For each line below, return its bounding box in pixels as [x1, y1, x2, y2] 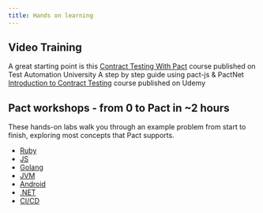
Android [19, 179, 46, 189]
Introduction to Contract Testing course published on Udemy [8, 78, 206, 88]
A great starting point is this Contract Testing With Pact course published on [8, 62, 256, 71]
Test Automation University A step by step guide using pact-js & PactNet [8, 70, 245, 80]
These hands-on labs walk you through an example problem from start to [8, 122, 246, 132]
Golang [19, 163, 43, 172]
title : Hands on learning [8, 11, 93, 20]
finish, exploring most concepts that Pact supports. [8, 131, 175, 140]
